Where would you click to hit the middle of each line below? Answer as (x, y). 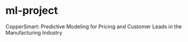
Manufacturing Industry (34, 32)
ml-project (32, 11)
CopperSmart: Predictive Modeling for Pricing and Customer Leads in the (94, 26)
